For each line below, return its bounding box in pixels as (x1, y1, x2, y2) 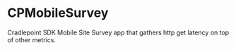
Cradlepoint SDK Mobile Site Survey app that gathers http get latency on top (7, 28, 230, 37)
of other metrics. (7, 35, 57, 44)
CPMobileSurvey (7, 5, 109, 21)
